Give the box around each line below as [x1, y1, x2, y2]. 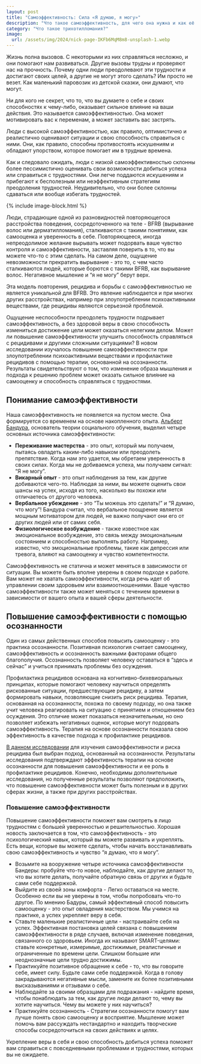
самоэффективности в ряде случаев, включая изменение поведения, [14, 930, 194, 938]
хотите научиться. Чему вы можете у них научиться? [14, 1001, 152, 1008]
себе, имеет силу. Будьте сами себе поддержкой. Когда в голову [14, 969, 184, 976]
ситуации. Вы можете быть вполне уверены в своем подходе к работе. [6, 568, 190, 576]
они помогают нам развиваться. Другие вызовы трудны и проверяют [6, 60, 185, 67]
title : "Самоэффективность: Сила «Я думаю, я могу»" [6, 14, 141, 20]
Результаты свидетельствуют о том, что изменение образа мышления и [6, 365, 192, 372]
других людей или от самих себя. [14, 518, 102, 526]
